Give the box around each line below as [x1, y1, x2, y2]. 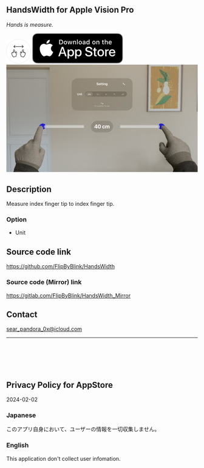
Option [6, 215, 27, 224]
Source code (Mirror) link [6, 278, 82, 287]
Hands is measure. [6, 21, 53, 28]
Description [6, 184, 52, 194]
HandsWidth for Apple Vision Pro [6, 5, 134, 15]
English [6, 441, 29, 450]
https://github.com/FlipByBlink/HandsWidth [6, 263, 115, 270]
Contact [6, 309, 38, 319]
